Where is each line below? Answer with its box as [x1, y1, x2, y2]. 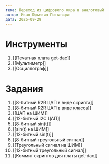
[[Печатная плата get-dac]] [12, 55, 71, 61]
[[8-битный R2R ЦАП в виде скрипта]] [12, 100, 94, 106]
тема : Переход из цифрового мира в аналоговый [5, 7, 104, 13]
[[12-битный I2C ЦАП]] [12, 116, 61, 122]
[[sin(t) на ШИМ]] [12, 126, 49, 132]
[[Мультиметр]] [12, 60, 46, 66]
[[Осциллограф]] [12, 66, 49, 72]
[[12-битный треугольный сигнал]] [12, 147, 86, 153]
